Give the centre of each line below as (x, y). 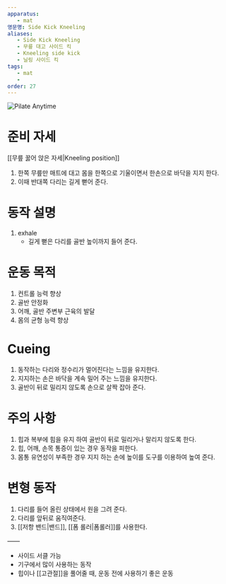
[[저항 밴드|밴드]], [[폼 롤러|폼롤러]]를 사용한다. (82, 527)
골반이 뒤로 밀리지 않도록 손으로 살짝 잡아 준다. (82, 387)
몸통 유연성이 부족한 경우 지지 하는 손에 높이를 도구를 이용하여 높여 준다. (116, 457)
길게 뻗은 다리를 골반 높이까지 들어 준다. (83, 242)
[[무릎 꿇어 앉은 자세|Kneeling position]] (64, 158)
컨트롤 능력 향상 (39, 293)
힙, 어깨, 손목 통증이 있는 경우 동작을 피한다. (78, 448)
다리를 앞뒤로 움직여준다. (52, 518)
